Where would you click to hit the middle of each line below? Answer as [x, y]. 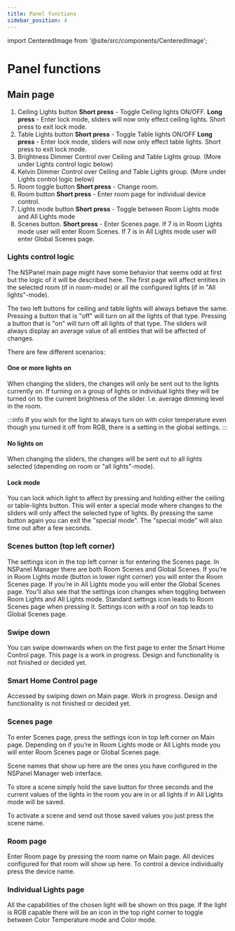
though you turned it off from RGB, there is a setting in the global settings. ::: [117, 427]
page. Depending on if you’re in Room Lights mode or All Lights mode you [114, 745]
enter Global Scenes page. [56, 239]
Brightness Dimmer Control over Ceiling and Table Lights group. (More [119, 156]
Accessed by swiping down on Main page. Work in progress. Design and [112, 696]
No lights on [25, 443]
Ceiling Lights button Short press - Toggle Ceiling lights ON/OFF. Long [120, 112]
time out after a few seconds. [49, 528]
